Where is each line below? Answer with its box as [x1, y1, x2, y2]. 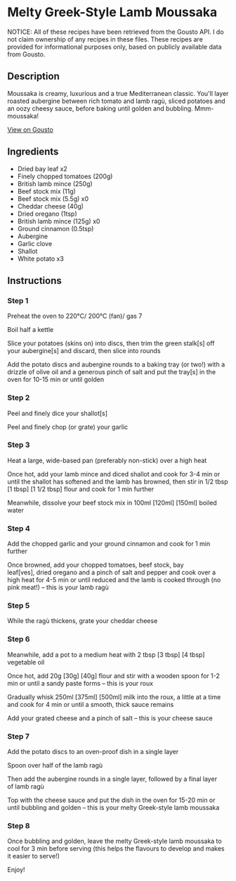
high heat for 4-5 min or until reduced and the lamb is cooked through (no [7, 576, 221, 584]
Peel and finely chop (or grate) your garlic [7, 422, 129, 431]
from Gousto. [7, 50, 46, 58]
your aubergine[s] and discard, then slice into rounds [7, 347, 161, 355]
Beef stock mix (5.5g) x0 [17, 195, 89, 203]
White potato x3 [17, 254, 65, 263]
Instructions [7, 274, 62, 286]
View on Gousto [7, 125, 54, 134]
